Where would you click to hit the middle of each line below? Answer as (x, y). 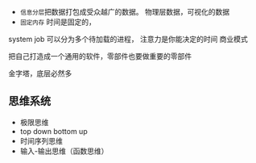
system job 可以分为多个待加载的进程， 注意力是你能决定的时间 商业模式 (128, 39)
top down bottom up (54, 131)
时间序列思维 (41, 140)
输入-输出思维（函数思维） (64, 151)
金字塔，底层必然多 (40, 73)
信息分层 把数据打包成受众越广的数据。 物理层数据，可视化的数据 (125, 12)
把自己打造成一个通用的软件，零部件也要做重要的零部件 (100, 56)
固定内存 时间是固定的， (58, 22)
